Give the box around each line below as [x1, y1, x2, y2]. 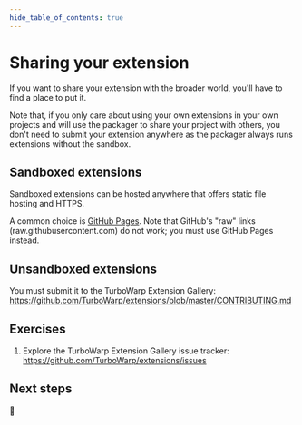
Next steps [9, 382, 73, 397]
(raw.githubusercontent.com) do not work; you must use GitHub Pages [9, 226, 274, 237]
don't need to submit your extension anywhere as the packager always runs [9, 129, 293, 140]
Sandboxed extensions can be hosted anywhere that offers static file [9, 188, 267, 199]
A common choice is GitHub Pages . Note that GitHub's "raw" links [9, 216, 256, 227]
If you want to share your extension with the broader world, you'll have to [9, 82, 283, 93]
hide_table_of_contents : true [9, 13, 124, 23]
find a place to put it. [9, 92, 87, 102]
